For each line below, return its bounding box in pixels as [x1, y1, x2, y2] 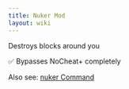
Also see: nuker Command [8, 72, 95, 82]
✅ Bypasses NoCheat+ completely [8, 56, 121, 66]
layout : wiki [8, 19, 51, 27]
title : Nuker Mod [8, 11, 66, 20]
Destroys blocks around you [8, 41, 101, 50]
